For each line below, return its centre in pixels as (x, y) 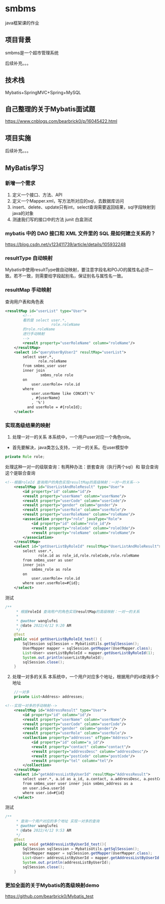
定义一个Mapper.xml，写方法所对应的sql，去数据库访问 (68, 201)
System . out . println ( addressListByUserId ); (67, 863)
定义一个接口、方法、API (37, 195)
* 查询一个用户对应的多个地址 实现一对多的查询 (58, 821)
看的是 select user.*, (45, 320)
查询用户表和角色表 (25, 302)
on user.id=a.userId (44, 788)
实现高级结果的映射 (28, 425)
